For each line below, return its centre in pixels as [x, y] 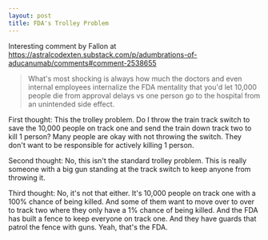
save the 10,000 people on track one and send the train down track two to [130, 128]
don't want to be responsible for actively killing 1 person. [101, 145]
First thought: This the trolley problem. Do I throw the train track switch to [129, 119]
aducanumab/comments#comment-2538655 [83, 63]
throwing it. [27, 178]
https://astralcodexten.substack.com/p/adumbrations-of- [103, 54]
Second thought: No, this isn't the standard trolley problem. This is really [128, 160]
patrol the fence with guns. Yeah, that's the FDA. [88, 227]
